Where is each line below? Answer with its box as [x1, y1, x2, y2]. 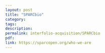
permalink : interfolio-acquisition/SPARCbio [5, 31, 100, 36]
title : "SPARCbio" [5, 12, 44, 17]
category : [5, 17, 26, 22]
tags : [5, 21, 17, 27]
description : [5, 26, 33, 31]
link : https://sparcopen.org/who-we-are [5, 40, 92, 45]
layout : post [5, 7, 33, 13]
